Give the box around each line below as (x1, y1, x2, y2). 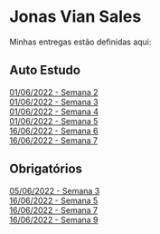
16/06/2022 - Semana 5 (9, 195, 99, 206)
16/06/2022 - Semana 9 (9, 214, 99, 225)
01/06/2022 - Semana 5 (9, 115, 99, 126)
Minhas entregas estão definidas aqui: (9, 36, 152, 47)
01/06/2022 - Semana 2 (9, 86, 99, 97)
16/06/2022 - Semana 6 (9, 125, 99, 136)
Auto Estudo (9, 63, 81, 78)
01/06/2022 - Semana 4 (9, 106, 99, 117)
